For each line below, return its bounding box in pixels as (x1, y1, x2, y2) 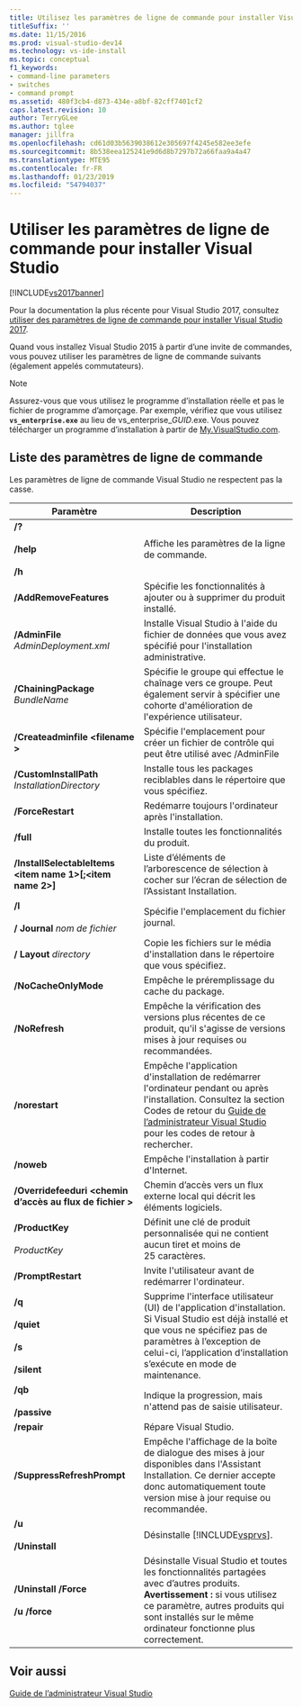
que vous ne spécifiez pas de (143, 1323, 268, 1336)
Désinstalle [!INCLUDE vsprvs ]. (143, 1528, 273, 1540)
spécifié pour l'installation (143, 639, 253, 652)
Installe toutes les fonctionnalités (143, 825, 283, 837)
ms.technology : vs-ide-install (9, 47, 127, 56)
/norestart (13, 1098, 58, 1111)
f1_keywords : (9, 64, 58, 73)
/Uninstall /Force (13, 1582, 87, 1594)
